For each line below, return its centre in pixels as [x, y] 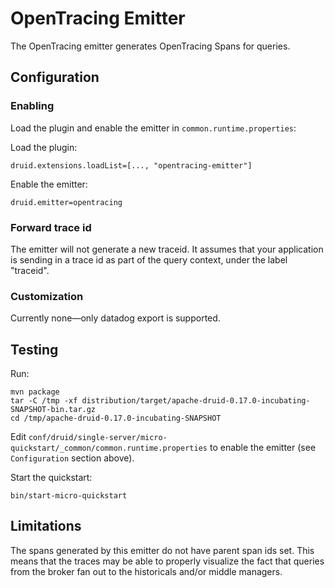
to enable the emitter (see [263, 448]
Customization [47, 296]
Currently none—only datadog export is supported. [115, 318]
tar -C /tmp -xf [44, 401]
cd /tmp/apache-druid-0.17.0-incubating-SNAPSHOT [116, 418]
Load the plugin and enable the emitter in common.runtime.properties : [153, 128]
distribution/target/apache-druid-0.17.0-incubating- [196, 401]
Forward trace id [51, 227]
